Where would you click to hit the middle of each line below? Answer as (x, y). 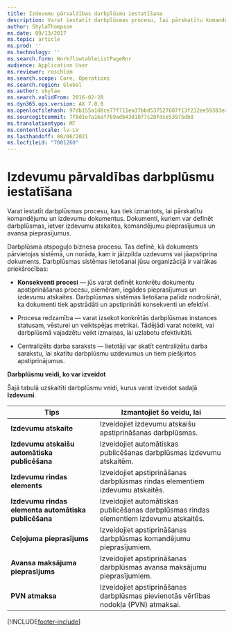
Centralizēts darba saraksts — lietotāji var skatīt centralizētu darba (112, 346)
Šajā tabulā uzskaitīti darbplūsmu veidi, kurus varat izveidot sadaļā (102, 388)
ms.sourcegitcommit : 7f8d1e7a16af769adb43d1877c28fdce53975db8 (101, 117)
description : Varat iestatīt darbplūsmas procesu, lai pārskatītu (105, 20)
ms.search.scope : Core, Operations (59, 78)
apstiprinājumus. (41, 361)
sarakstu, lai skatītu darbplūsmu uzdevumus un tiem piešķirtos (106, 354)
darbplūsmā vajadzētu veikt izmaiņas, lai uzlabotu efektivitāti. (105, 333)
